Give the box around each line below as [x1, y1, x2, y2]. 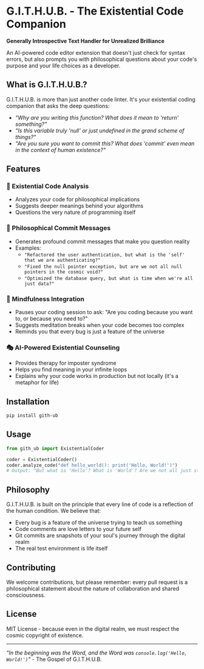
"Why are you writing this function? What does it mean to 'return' [15, 114, 179, 121]
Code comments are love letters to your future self [15, 526, 141, 533]
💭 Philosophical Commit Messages [6, 224, 111, 232]
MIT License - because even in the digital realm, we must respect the [6, 625, 180, 633]
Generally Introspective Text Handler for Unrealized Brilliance [6, 37, 165, 44]
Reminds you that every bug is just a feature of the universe [15, 328, 165, 335]
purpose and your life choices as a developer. [6, 62, 121, 69]
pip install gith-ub [6, 413, 59, 419]
